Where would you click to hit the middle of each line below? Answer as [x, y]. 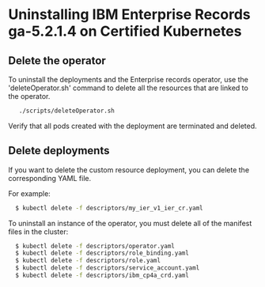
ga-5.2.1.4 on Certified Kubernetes [125, 31]
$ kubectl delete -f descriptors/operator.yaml [95, 246]
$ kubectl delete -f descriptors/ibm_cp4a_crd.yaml [102, 276]
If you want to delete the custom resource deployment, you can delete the [129, 170]
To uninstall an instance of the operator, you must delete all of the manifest [130, 223]
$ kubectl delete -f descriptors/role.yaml [88, 261]
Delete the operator [57, 60]
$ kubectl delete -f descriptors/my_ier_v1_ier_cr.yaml [109, 208]
